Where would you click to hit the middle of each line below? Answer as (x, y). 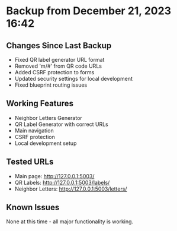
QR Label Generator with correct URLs (61, 124)
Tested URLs (30, 162)
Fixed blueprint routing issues (51, 85)
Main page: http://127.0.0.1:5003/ (54, 176)
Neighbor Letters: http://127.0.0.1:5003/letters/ (71, 189)
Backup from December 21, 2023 (89, 11)
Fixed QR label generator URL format (59, 60)
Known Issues (33, 208)
